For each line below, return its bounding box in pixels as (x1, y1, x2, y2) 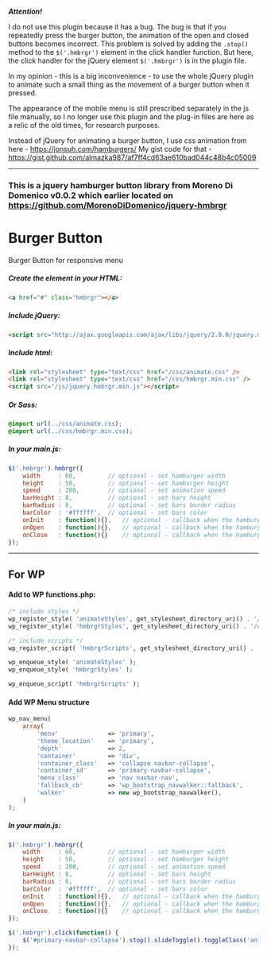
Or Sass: (8, 400, 38, 409)
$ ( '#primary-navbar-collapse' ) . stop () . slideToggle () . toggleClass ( (22, 937, 247, 945)
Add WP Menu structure (8, 697, 90, 706)
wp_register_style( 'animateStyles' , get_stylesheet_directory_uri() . (8, 615, 250, 623)
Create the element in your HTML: (8, 273, 123, 283)
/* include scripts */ (8, 636, 83, 644)
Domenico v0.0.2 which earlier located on (8, 190, 173, 201)
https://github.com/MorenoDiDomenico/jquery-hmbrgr (8, 199, 227, 211)
